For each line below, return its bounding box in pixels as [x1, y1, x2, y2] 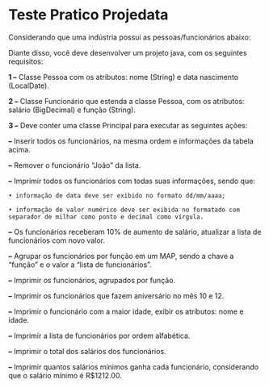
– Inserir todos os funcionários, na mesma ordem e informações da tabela [8, 136, 254, 146]
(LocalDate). [8, 81, 50, 90]
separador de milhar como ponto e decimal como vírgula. [8, 212, 204, 221]
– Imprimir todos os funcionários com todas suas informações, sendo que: [8, 176, 256, 186]
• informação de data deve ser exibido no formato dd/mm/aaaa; [8, 191, 226, 199]
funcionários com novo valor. [8, 236, 105, 245]
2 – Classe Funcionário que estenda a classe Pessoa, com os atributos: [8, 96, 245, 106]
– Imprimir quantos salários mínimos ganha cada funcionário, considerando [8, 361, 259, 372]
